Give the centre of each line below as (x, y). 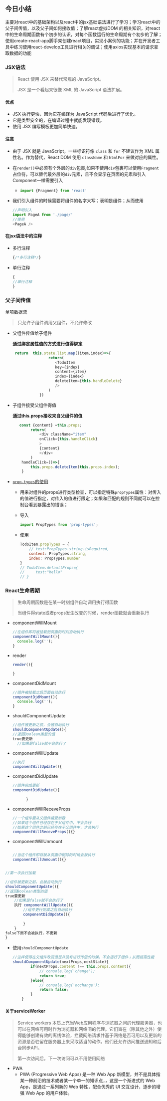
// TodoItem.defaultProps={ (49, 568)
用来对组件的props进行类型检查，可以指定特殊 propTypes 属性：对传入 (90, 492)
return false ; (54, 990)
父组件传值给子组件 (32, 333)
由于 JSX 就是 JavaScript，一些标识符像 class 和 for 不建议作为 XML (83, 151)
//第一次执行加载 (20, 873)
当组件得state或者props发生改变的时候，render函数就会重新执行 (83, 613)
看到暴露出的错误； (48, 505)
